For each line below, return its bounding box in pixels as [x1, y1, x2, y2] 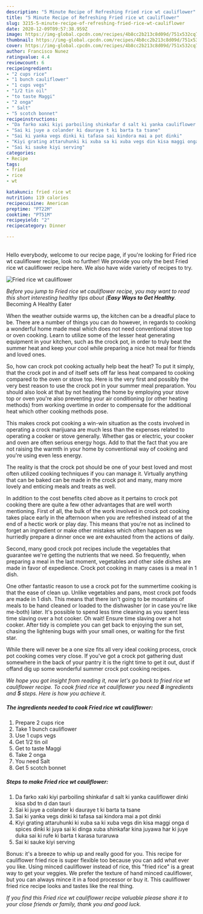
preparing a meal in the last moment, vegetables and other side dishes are [6, 558, 192, 565]
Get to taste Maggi [14, 744, 62, 752]
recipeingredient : [6, 65, 53, 72]
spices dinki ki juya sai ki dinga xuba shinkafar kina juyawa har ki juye [14, 825, 188, 833]
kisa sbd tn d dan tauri [14, 799, 71, 807]
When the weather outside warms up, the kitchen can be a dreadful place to [6, 312, 196, 319]
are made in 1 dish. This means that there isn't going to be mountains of [6, 596, 184, 602]
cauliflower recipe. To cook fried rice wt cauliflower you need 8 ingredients [6, 684, 193, 690]
